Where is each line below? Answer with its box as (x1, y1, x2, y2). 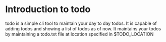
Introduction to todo (5, 4, 91, 15)
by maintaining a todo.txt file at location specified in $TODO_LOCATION (5, 31, 154, 37)
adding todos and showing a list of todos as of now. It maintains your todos (5, 25, 161, 31)
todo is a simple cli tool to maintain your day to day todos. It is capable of (5, 20, 157, 26)
